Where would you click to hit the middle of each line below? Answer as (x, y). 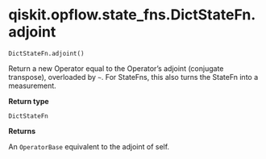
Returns (22, 131)
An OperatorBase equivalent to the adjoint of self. (89, 146)
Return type (29, 101)
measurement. (32, 86)
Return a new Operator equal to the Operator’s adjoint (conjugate (116, 68)
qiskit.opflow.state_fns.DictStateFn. (132, 15)
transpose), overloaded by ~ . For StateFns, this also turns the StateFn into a (133, 77)
